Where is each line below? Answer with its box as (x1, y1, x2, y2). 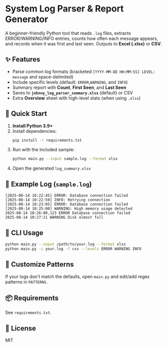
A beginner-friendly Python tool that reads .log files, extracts (5, 30, 131, 36)
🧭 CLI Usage (5, 228, 44, 237)
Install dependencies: (12, 128, 57, 134)
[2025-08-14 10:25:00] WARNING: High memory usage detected (5, 206, 133, 211)
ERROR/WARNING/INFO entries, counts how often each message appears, (5, 35, 159, 41)
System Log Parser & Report (5, 3, 124, 14)
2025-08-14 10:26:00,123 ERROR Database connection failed (5, 211, 131, 216)
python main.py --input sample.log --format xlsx (12, 156, 118, 161)
